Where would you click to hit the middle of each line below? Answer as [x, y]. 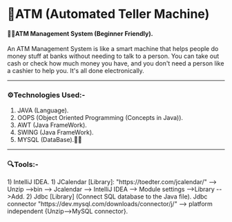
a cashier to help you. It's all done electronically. [76, 71]
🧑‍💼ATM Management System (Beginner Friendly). [80, 33]
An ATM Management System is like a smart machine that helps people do [113, 49]
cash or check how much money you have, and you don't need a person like [116, 63]
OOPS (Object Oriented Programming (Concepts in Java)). [100, 117]
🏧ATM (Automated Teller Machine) [108, 14]
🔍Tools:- [23, 164]
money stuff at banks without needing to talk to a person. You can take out [113, 56]
